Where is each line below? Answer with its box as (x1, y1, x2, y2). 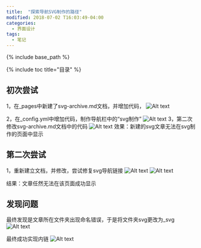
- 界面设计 (11, 25, 36, 32)
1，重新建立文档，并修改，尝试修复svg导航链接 (6, 167, 124, 174)
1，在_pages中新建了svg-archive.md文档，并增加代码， (6, 102, 145, 109)
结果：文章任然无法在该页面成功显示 (6, 179, 97, 187)
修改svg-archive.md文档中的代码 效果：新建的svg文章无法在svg (6, 122, 190, 130)
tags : (6, 31, 20, 37)
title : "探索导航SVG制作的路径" (6, 8, 83, 15)
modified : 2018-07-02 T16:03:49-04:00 (6, 14, 104, 21)
